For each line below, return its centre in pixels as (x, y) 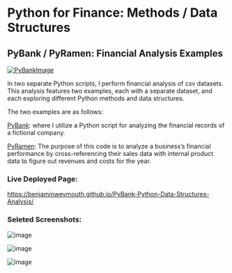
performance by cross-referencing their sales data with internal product (110, 154)
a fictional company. (36, 133)
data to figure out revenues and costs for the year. (79, 161)
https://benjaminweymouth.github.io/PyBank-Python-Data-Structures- (108, 194)
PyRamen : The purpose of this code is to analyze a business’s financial (109, 146)
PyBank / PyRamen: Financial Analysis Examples (115, 53)
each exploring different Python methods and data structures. (96, 98)
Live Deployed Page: (42, 179)
